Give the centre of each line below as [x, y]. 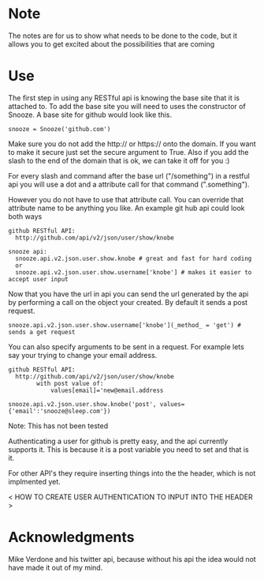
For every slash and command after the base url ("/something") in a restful [129, 175]
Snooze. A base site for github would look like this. [90, 115]
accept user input [38, 279]
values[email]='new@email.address [107, 390]
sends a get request [42, 332]
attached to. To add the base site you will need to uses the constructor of [127, 106]
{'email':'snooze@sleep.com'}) [59, 411]
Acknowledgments [72, 537]
